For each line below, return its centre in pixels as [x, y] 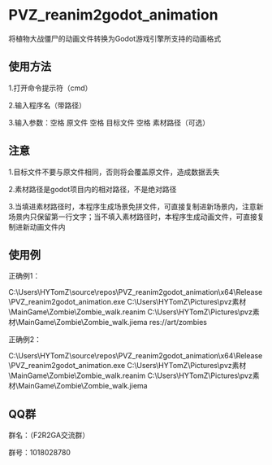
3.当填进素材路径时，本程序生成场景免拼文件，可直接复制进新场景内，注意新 [136, 206]
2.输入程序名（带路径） [47, 105]
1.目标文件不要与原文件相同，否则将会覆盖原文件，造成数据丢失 [114, 172]
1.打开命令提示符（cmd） [50, 88]
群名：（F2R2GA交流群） [49, 435]
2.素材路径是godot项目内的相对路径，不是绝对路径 [93, 189]
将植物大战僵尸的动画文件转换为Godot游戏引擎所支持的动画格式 [115, 38]
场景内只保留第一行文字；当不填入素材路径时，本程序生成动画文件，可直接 [133, 217]
